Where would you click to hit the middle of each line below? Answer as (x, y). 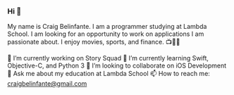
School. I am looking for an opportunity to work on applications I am (106, 34)
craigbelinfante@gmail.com (47, 84)
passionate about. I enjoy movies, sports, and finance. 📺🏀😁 (94, 42)
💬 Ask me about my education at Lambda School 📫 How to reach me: (109, 74)
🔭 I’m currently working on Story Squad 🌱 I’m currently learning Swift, (108, 58)
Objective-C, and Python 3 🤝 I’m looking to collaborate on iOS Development (117, 65)
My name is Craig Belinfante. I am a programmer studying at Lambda (107, 27)
